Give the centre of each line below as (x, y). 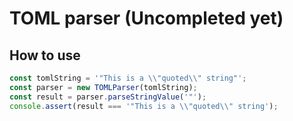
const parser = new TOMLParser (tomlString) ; (103, 87)
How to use (45, 55)
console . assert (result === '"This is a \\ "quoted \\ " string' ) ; (144, 106)
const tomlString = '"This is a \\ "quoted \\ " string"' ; (128, 78)
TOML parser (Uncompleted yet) (146, 18)
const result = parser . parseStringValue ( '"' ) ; (108, 97)
